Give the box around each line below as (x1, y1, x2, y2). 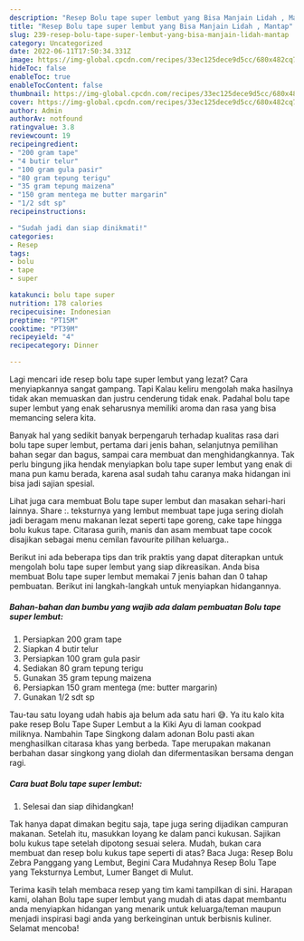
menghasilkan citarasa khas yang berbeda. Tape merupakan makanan (9, 738, 271, 749)
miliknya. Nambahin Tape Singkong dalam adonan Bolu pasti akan (9, 728, 255, 739)
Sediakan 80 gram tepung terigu (22, 663, 144, 674)
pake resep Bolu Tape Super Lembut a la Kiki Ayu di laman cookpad (9, 718, 261, 730)
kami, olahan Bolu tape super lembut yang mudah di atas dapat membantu (9, 894, 287, 905)
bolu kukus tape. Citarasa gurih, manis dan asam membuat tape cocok (9, 525, 273, 535)
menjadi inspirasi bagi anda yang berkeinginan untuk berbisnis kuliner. (9, 913, 272, 924)
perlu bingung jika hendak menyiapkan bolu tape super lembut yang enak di (9, 459, 292, 470)
